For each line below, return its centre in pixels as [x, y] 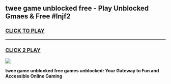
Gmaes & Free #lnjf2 [38, 17]
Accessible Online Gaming [34, 76]
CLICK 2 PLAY [23, 50]
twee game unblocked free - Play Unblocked [77, 8]
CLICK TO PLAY [25, 31]
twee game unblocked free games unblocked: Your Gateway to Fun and [82, 70]
